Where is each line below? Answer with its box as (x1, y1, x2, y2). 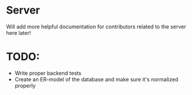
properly (14, 82, 36, 89)
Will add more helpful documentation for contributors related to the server (6, 23, 186, 30)
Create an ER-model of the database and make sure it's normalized (14, 76, 178, 83)
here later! (6, 29, 31, 36)
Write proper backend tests (14, 69, 82, 77)
